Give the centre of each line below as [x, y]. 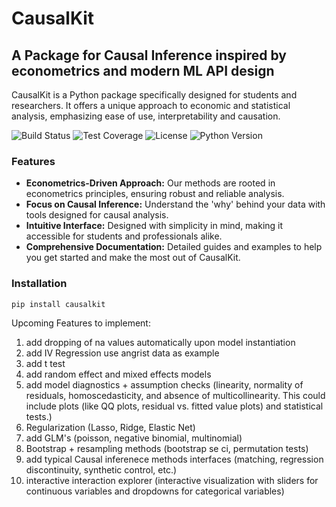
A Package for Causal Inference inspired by [149, 55]
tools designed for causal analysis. [97, 215]
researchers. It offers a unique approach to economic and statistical [151, 105]
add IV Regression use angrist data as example [122, 353]
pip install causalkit [58, 304]
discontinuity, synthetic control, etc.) [101, 470]
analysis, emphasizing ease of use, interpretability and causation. [146, 116]
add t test [45, 364]
